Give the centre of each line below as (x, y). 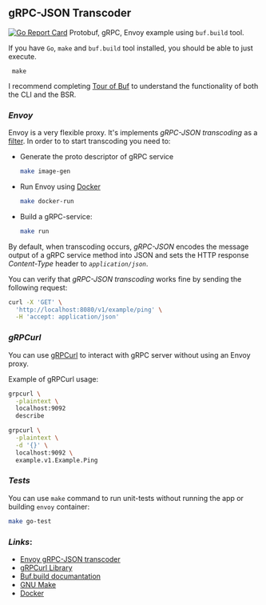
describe (30, 416)
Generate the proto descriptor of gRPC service (97, 157)
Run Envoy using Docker (60, 186)
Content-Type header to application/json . (78, 263)
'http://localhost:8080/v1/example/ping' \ (89, 310)
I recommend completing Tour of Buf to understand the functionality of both (133, 86)
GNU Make (38, 585)
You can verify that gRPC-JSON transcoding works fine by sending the (125, 278)
